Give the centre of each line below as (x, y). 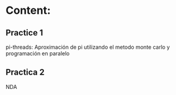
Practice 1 (24, 33)
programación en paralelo (38, 54)
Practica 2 (25, 72)
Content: (28, 11)
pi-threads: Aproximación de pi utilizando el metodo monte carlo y (88, 47)
